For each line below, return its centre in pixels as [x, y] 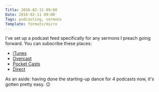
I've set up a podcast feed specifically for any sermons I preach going [78, 38]
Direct [19, 69]
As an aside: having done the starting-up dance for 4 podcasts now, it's [80, 79]
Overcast [22, 59]
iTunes [19, 53]
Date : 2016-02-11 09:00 [30, 15]
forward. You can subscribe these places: [48, 44]
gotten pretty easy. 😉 [28, 84]
